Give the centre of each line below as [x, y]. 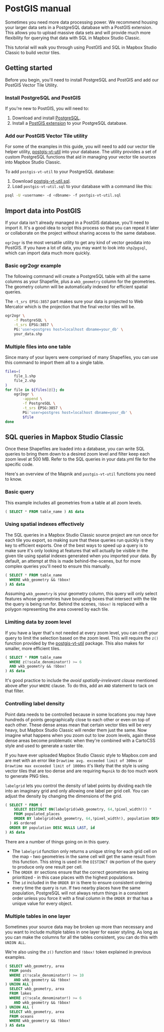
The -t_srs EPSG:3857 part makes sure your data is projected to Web [74, 301]
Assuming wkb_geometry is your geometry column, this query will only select [81, 594]
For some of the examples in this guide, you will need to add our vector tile [80, 147]
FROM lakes [20, 994]
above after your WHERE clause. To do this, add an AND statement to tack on [79, 686]
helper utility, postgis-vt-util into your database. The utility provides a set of [81, 152]
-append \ [32, 399]
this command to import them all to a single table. [55, 362]
